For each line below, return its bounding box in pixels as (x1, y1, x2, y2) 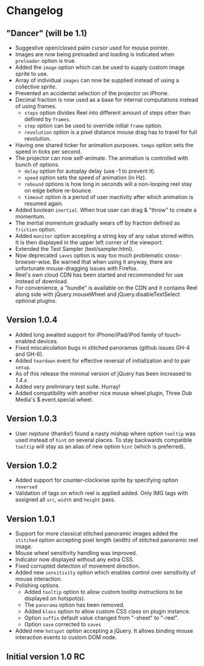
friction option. (15, 226, 57, 233)
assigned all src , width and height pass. (15, 496, 116, 504)
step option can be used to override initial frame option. (24, 122, 163, 129)
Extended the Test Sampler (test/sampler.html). (15, 245, 134, 252)
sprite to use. (15, 70, 49, 77)
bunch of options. (15, 161, 60, 168)
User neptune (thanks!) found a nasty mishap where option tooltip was (15, 430, 196, 437)
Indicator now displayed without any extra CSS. (15, 556, 135, 563)
